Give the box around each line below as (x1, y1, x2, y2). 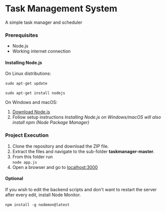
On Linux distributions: (5, 70, 51, 77)
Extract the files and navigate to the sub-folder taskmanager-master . (12, 148, 155, 154)
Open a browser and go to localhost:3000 (12, 164, 98, 170)
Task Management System (5, 3, 117, 14)
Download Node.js (12, 109, 51, 115)
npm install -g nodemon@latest (5, 202, 70, 207)
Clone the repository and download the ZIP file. (12, 143, 109, 149)
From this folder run (12, 154, 53, 159)
